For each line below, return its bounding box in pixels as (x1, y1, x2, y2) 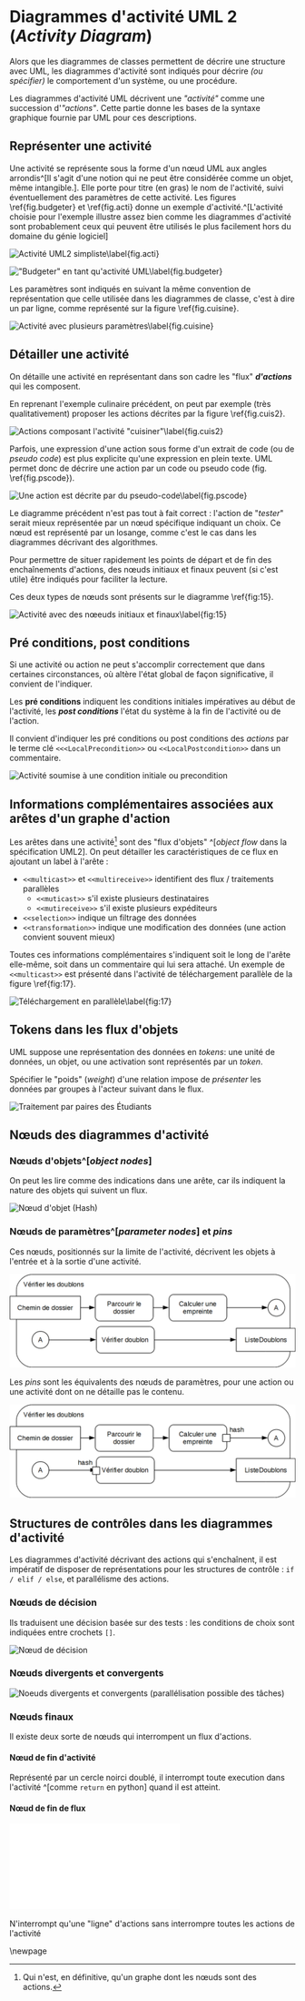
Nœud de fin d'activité (9, 1752, 96, 1762)
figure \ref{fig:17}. (9, 978, 76, 989)
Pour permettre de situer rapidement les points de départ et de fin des (9, 554, 272, 565)
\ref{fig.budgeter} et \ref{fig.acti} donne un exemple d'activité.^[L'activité (9, 201, 284, 212)
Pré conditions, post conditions (9, 635, 191, 650)
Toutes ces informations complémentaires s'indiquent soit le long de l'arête (9, 949, 291, 960)
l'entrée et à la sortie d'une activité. (9, 1255, 142, 1266)
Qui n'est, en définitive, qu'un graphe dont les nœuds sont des (22, 1971, 257, 1982)
